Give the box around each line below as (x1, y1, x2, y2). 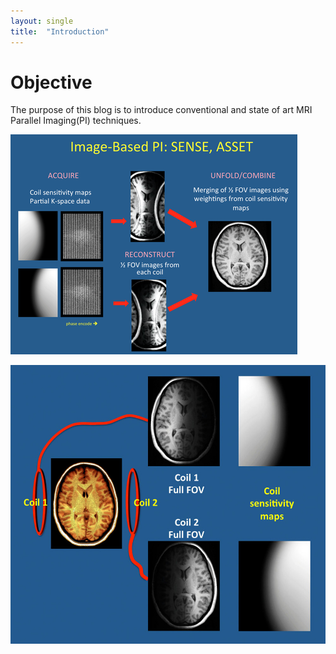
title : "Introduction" (10, 26, 110, 37)
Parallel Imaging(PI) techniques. (10, 115, 142, 127)
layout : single (10, 16, 74, 26)
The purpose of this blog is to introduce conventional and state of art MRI (10, 104, 313, 116)
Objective (10, 71, 93, 94)
